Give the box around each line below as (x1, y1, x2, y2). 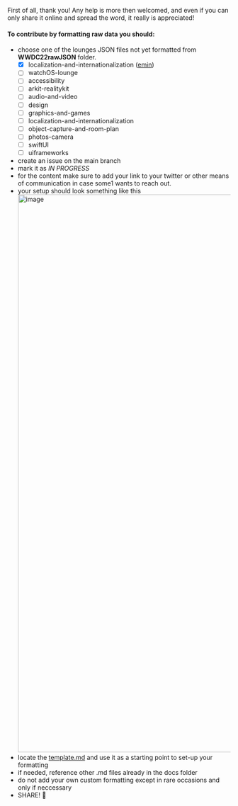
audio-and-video (28, 92, 78, 101)
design (28, 101, 48, 109)
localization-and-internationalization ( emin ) (28, 60, 154, 69)
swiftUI (28, 140, 50, 149)
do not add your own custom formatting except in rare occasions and (17, 776, 220, 784)
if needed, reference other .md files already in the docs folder (17, 768, 198, 776)
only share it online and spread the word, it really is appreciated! (7, 13, 195, 22)
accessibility (28, 76, 65, 85)
